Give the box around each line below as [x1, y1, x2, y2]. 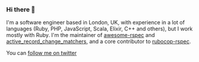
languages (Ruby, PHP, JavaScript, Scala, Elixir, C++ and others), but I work [6, 25, 193, 32]
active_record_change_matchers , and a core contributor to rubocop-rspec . [6, 38, 191, 45]
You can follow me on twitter [6, 49, 77, 57]
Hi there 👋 [6, 5, 36, 14]
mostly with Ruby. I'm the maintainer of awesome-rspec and [6, 32, 155, 39]
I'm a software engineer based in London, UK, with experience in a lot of [6, 19, 185, 26]
